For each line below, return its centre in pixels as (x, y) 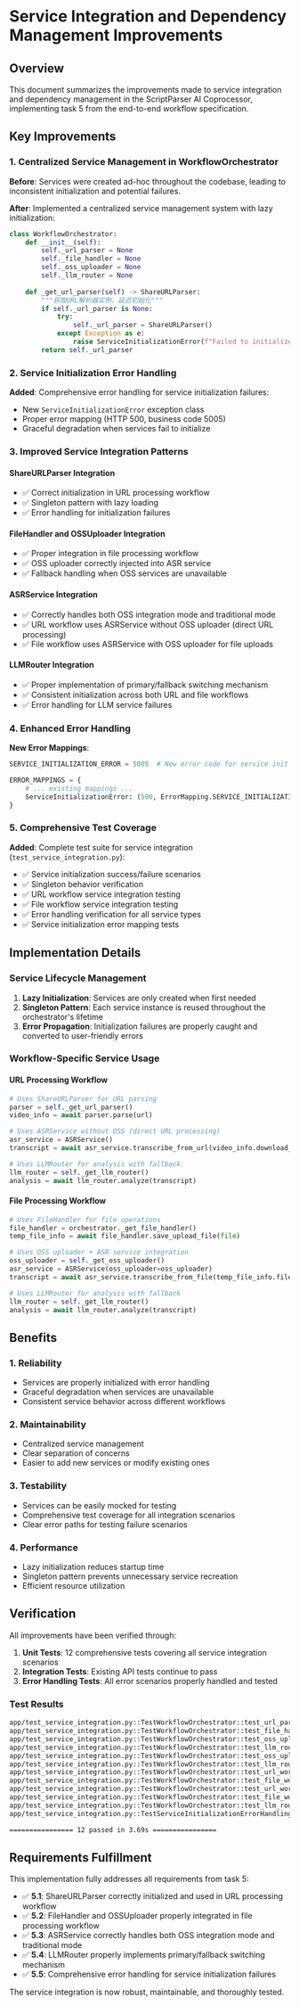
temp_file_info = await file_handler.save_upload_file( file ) (125, 1237)
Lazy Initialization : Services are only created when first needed (139, 998)
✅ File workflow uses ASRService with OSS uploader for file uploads (148, 644)
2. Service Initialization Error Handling (93, 373)
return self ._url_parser (87, 349)
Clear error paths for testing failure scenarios (105, 1524)
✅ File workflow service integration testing (100, 904)
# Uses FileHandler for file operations (85, 1220)
